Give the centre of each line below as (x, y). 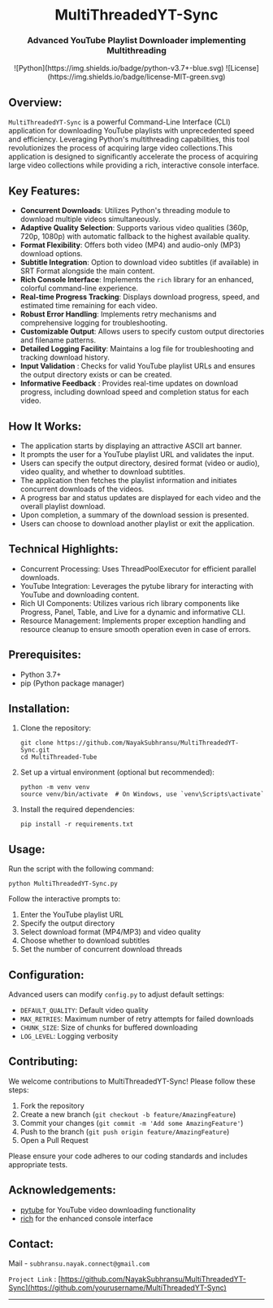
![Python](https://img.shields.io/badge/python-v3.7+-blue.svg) (119, 68)
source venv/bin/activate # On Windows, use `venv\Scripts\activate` (142, 795)
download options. (51, 254)
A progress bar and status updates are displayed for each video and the (141, 497)
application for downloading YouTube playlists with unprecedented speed (131, 131)
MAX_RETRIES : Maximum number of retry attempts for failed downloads (137, 1018)
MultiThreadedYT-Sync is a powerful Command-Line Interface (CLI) (120, 122)
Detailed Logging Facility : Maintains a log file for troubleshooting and (137, 349)
